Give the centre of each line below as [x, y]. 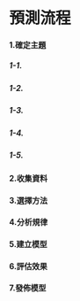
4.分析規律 [29, 222]
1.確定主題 [28, 44]
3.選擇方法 [29, 200]
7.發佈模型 [28, 288]
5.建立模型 [29, 244]
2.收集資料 [29, 179]
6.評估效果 [29, 266]
